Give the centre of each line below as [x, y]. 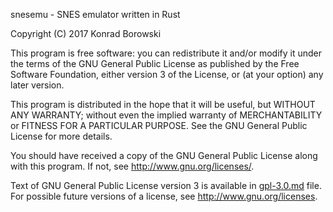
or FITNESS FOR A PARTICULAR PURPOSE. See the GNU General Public [159, 125]
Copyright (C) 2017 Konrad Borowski [86, 33]
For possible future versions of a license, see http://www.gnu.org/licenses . [164, 196]
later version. [37, 85]
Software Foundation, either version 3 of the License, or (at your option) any [167, 74]
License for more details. [61, 136]
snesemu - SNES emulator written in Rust [95, 14]
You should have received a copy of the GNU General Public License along [164, 155]
